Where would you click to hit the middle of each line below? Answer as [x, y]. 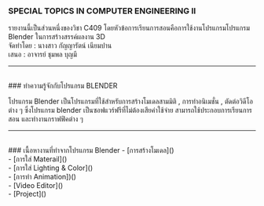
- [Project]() [27, 194]
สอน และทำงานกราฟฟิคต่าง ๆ [46, 119]
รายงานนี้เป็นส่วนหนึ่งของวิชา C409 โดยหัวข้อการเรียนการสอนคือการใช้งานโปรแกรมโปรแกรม [129, 28]
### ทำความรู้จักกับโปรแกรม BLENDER [63, 86]
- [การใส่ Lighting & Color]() [51, 168]
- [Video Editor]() [36, 186]
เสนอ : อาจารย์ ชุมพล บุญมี [42, 54]
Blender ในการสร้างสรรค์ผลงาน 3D [57, 37]
